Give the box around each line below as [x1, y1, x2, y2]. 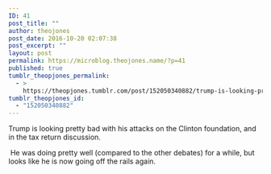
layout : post [8, 49, 52, 57]
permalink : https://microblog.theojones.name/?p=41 [8, 57, 186, 65]
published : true [8, 64, 63, 72]
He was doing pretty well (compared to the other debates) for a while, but [10, 148, 256, 158]
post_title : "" [8, 19, 60, 27]
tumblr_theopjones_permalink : [8, 72, 110, 80]
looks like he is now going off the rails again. [8, 156, 156, 166]
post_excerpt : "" [8, 42, 67, 50]
